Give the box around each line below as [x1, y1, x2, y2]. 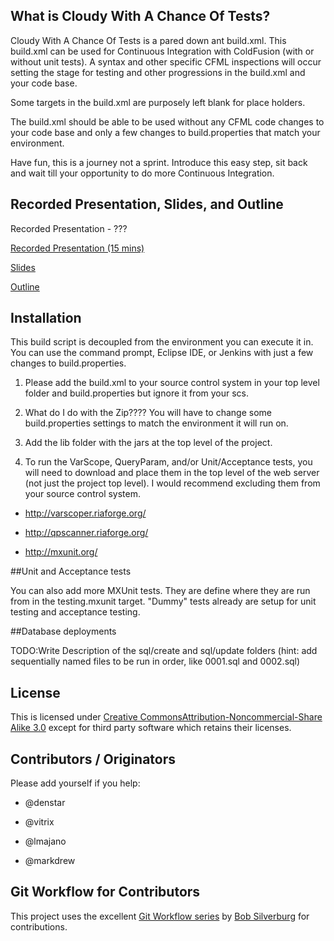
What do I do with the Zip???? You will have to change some [24, 407, 273, 419]
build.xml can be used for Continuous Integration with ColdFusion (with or [10, 45, 315, 57]
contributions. [10, 920, 68, 933]
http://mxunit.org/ [24, 546, 98, 558]
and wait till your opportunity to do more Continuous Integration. [10, 167, 275, 179]
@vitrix [24, 816, 55, 828]
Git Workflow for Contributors [10, 884, 201, 901]
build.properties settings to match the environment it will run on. [24, 417, 289, 429]
